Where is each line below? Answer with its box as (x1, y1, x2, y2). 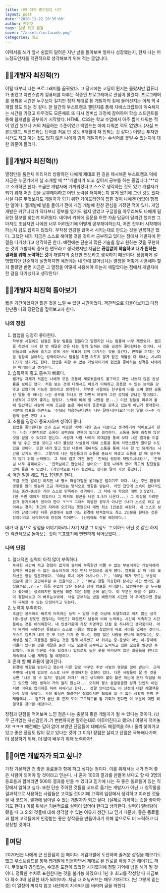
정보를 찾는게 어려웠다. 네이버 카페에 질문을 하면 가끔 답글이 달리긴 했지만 (14, 214, 156, 221)
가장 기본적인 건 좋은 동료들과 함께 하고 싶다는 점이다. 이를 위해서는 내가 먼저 (5, 766, 153, 772)
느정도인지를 (5, 55, 30, 61)
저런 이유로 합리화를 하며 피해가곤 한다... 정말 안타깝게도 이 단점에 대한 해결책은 (12, 686, 159, 691)
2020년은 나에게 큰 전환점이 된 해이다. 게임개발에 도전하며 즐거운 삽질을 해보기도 (5, 851, 162, 857)
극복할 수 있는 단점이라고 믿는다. (18, 600, 77, 605)
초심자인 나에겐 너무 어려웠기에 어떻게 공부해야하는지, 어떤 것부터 (18, 221, 144, 226)
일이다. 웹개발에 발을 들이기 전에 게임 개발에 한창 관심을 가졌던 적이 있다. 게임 (10, 202, 160, 208)
